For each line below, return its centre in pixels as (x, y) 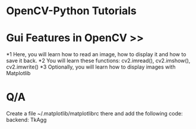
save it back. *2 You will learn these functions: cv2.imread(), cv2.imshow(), (98, 61)
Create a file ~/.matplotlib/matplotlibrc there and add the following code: (94, 114)
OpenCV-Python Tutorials (71, 11)
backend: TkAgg (26, 120)
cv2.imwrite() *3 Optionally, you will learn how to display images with (91, 67)
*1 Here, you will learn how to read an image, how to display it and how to (96, 54)
